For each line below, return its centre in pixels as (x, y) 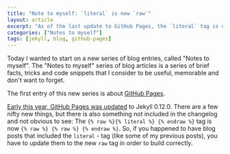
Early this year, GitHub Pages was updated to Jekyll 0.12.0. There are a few (113, 107)
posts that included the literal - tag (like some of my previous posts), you (112, 136)
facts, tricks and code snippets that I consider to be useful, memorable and (113, 73)
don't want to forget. (36, 80)
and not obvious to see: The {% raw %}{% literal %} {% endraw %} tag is (110, 121)
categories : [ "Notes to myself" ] (55, 33)
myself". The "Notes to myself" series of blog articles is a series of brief (108, 66)
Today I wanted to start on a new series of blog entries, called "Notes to (108, 58)
